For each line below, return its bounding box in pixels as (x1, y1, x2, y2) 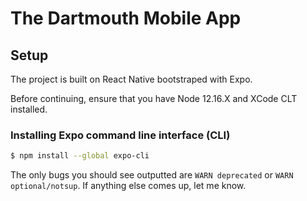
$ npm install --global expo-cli (10, 151, 150, 161)
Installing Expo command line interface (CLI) (10, 128, 231, 142)
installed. (10, 103, 48, 115)
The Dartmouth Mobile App (10, 7, 242, 30)
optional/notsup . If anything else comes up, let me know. (10, 180, 247, 192)
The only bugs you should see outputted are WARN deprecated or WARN (10, 169, 294, 181)
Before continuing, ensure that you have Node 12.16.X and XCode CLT (10, 93, 298, 104)
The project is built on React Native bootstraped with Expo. (10, 73, 253, 85)
